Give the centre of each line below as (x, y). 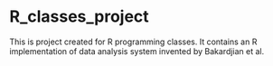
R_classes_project (79, 17)
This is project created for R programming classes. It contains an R (133, 42)
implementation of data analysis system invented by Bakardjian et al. (137, 51)
